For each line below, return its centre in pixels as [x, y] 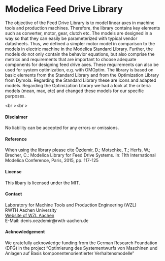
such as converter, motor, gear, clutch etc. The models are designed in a [79, 33]
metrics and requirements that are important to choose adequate [71, 59]
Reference [16, 139]
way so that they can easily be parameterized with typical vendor [71, 38]
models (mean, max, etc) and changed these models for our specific [75, 91]
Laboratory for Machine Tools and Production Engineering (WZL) [71, 205]
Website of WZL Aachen [30, 215]
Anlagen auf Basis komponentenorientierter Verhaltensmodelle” [70, 253]
